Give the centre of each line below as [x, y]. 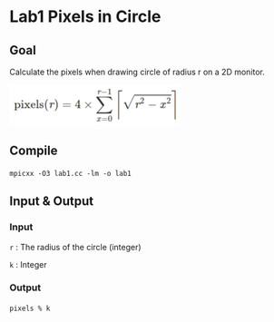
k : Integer [28, 264]
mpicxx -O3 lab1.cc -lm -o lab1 [70, 173]
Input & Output [51, 201]
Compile [34, 151]
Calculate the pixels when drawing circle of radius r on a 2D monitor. [137, 72]
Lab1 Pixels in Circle [85, 17]
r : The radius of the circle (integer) [76, 247]
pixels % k [30, 308]
